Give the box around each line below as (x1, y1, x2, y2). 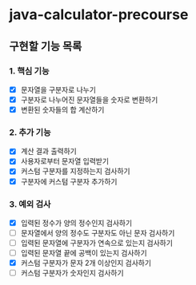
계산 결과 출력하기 (20, 146, 77, 156)
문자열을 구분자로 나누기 (20, 85, 97, 94)
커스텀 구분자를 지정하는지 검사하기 (20, 166, 130, 176)
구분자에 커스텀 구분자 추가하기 (20, 176, 118, 186)
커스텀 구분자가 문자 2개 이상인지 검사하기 (20, 258, 151, 268)
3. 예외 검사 (9, 198, 51, 209)
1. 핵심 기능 (9, 65, 50, 77)
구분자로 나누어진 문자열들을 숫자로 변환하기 (20, 94, 158, 105)
